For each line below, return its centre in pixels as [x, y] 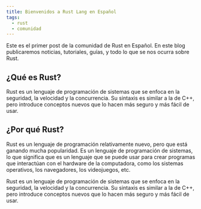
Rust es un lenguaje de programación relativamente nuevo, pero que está [97, 144]
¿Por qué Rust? [35, 130]
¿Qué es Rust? [34, 77]
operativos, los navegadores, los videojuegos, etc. [68, 169]
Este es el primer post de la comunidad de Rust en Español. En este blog [96, 46]
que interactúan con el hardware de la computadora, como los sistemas [95, 163]
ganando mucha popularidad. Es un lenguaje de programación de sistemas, [100, 150]
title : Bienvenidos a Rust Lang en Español [61, 12]
